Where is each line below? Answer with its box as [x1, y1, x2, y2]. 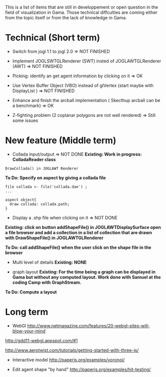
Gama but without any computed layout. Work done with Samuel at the [12, 274, 161, 280]
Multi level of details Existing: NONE [12, 259, 87, 265]
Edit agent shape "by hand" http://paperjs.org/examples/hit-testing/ [12, 366, 151, 372]
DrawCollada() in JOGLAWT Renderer [5, 166, 79, 171]
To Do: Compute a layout [5, 289, 57, 295]
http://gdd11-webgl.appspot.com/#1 [5, 337, 78, 343]
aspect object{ [5, 197, 37, 202]
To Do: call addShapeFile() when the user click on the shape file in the [5, 244, 152, 250]
